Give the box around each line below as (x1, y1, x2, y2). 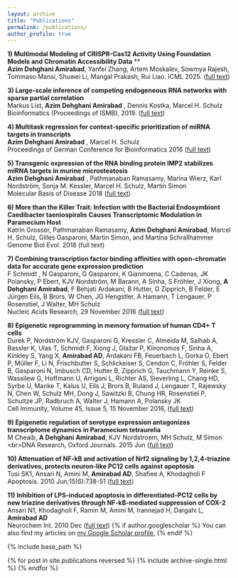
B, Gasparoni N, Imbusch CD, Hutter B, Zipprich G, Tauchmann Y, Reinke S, (7, 367, 227, 375)
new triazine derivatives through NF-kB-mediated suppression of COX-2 (7, 498, 226, 507)
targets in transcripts (7, 130, 71, 139)
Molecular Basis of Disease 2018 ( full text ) (7, 189, 131, 198)
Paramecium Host (7, 218, 62, 227)
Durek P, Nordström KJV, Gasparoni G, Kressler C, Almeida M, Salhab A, (7, 336, 218, 345)
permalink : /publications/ (7, 23, 87, 31)
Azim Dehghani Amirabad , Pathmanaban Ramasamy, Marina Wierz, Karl (7, 174, 222, 183)
